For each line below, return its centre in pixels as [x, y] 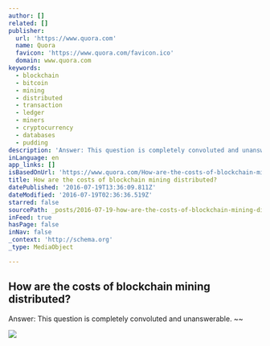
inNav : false [30, 232]
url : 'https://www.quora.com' [66, 38]
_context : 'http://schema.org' [61, 240]
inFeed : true [30, 218]
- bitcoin [32, 83]
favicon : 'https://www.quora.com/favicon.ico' [95, 53]
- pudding [32, 142]
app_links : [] [32, 165]
